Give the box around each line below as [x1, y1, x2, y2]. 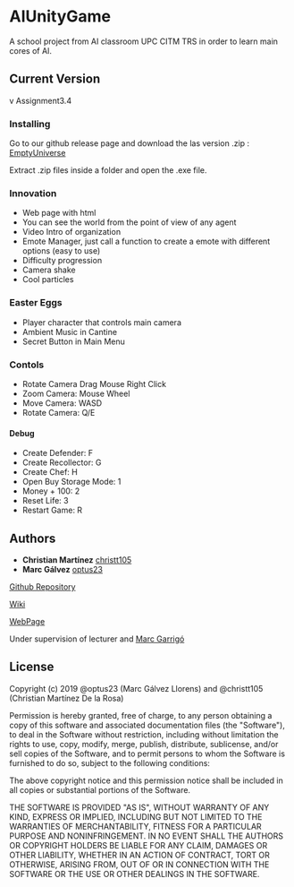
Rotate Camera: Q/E [21, 407, 96, 418]
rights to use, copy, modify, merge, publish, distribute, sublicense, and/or [9, 738, 279, 749]
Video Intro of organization [21, 227, 122, 237]
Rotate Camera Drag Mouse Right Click [21, 378, 167, 389]
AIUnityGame [9, 6, 112, 27]
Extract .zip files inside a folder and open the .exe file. [9, 165, 207, 176]
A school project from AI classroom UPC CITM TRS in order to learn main [9, 36, 279, 47]
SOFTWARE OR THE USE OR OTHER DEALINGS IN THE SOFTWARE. [9, 868, 260, 879]
